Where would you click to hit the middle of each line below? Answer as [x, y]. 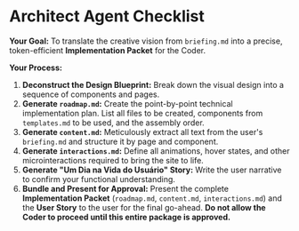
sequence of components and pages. [91, 94]
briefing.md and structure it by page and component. [120, 141]
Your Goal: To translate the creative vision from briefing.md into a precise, [146, 41]
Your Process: [36, 68]
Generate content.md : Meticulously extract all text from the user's [142, 131]
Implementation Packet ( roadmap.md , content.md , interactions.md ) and [152, 198]
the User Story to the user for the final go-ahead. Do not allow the [144, 207]
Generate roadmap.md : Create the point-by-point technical [127, 103]
